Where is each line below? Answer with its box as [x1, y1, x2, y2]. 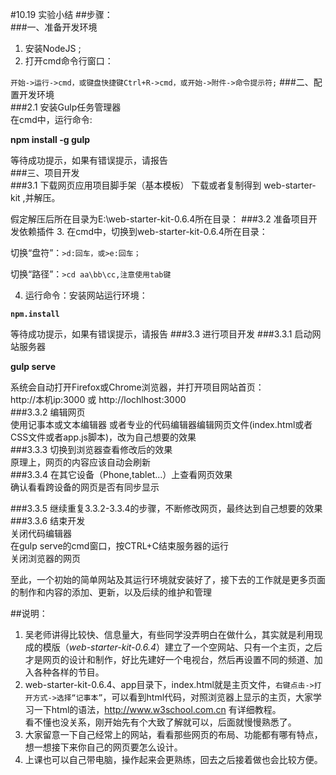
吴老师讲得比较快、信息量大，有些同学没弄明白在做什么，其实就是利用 [24, 629, 315, 640]
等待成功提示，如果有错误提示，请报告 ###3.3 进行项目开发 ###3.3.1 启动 [10, 328, 313, 340]
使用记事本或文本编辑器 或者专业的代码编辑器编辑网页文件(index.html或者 [10, 419, 313, 430]
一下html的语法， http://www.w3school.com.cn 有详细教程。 [33, 704, 282, 715]
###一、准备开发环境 [10, 21, 98, 33]
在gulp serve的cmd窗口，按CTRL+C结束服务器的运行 [10, 540, 229, 552]
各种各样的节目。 [33, 666, 105, 678]
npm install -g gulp [10, 134, 91, 145]
